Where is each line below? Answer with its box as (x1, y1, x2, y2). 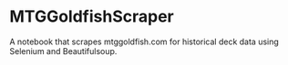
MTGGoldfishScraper (9, 6, 175, 27)
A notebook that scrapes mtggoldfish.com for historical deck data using (9, 36, 280, 47)
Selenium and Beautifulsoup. (9, 45, 118, 56)
